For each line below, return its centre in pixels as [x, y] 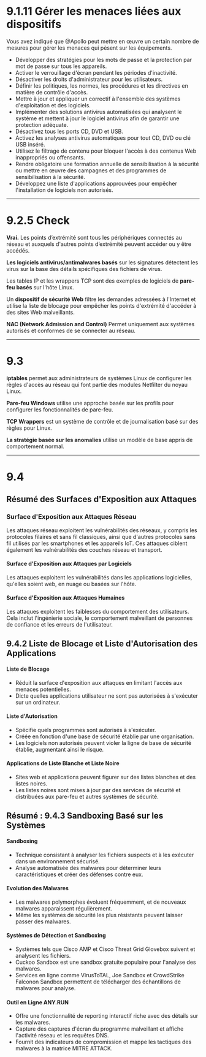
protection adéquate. [42, 124]
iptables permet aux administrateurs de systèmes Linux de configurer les [99, 378]
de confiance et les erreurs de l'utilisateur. [60, 625]
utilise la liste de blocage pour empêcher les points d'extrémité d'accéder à [101, 305]
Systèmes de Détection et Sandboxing [56, 936]
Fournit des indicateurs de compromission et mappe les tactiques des [103, 1042]
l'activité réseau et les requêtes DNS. [62, 1036]
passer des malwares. [43, 922]
